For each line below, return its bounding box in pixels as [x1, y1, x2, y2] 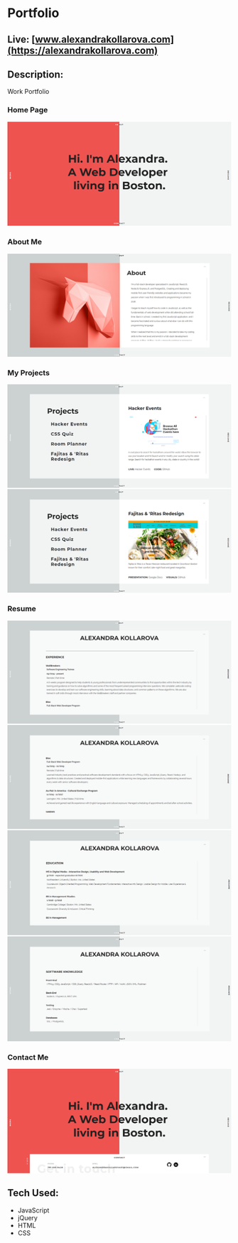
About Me [7, 237, 43, 247]
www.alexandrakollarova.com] [35, 33, 174, 45]
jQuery [17, 1213, 38, 1222]
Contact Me [7, 1052, 49, 1062]
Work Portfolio [7, 87, 50, 96]
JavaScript [17, 1206, 50, 1215]
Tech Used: [7, 1187, 59, 1199]
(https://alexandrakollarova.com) [7, 44, 158, 56]
